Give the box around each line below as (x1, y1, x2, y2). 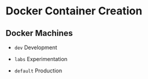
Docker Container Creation (5, 4, 143, 18)
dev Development (14, 44, 58, 51)
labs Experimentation (14, 56, 67, 62)
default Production (14, 67, 63, 74)
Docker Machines (5, 28, 73, 38)
